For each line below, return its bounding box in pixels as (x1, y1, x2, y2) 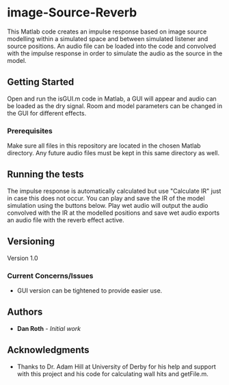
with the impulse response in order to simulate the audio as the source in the (7, 49, 223, 57)
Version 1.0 (7, 254, 38, 262)
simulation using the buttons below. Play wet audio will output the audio (7, 201, 208, 209)
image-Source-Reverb (7, 5, 137, 21)
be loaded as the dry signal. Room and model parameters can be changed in (7, 101, 223, 110)
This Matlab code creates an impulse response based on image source (7, 27, 207, 36)
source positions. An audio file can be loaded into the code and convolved (7, 42, 217, 50)
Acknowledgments (7, 344, 90, 356)
